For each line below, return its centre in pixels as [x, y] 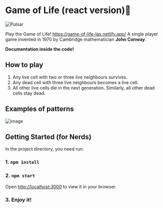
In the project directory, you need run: [45, 149]
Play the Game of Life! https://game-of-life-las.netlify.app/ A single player [82, 34]
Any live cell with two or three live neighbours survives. [70, 77]
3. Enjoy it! [18, 199]
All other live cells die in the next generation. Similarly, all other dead [84, 88]
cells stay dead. [29, 93]
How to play [24, 65]
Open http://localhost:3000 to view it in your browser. [61, 186]
